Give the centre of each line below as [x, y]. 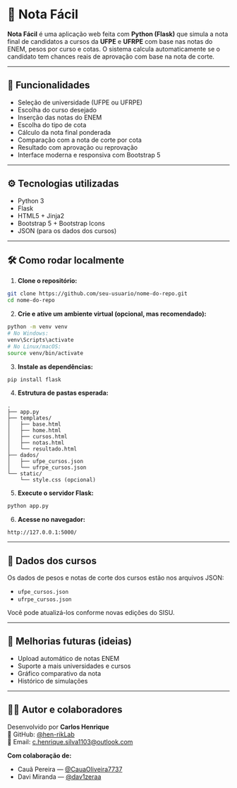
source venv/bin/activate [45, 353]
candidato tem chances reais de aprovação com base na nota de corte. [111, 56]
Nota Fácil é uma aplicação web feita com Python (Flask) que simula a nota [118, 34]
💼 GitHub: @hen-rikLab [41, 734]
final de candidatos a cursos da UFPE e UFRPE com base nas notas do [110, 41]
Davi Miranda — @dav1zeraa [59, 777]
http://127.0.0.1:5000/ [42, 532]
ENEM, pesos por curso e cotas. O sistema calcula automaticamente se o [114, 49]
